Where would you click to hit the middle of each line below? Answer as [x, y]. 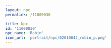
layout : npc [18, 10]
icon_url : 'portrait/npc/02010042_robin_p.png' [56, 38]
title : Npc [17, 24]
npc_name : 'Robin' [24, 33]
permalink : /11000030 [28, 15]
